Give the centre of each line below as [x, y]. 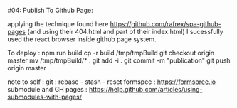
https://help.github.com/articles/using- [146, 89]
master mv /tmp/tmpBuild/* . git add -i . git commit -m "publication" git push [119, 60]
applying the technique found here [58, 24]
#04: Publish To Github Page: [51, 10]
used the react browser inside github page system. [82, 39]
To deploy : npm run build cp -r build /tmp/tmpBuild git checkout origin [111, 53]
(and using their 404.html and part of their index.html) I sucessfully [125, 32]
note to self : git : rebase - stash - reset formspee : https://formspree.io [111, 82]
